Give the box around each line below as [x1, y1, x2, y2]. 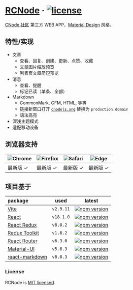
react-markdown [7, 254, 48, 261]
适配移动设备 [12, 124, 38, 130]
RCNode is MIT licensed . [5, 279, 56, 285]
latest [84, 197, 99, 204]
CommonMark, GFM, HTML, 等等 [19, 100, 87, 106]
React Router [7, 237, 38, 244]
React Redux [7, 222, 37, 229]
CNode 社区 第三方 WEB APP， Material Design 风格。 [5, 22, 114, 28]
